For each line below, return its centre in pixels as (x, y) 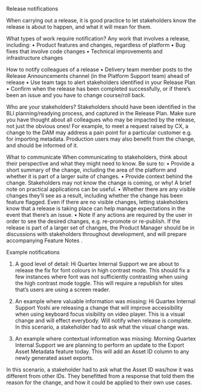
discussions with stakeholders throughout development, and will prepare (96, 234)
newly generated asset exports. (54, 358)
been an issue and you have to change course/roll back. (76, 95)
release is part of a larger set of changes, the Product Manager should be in (100, 228)
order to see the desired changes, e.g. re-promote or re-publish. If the (93, 221)
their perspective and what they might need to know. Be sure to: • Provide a (100, 163)
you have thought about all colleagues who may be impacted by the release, (101, 120)
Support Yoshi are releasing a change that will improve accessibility (99, 308)
